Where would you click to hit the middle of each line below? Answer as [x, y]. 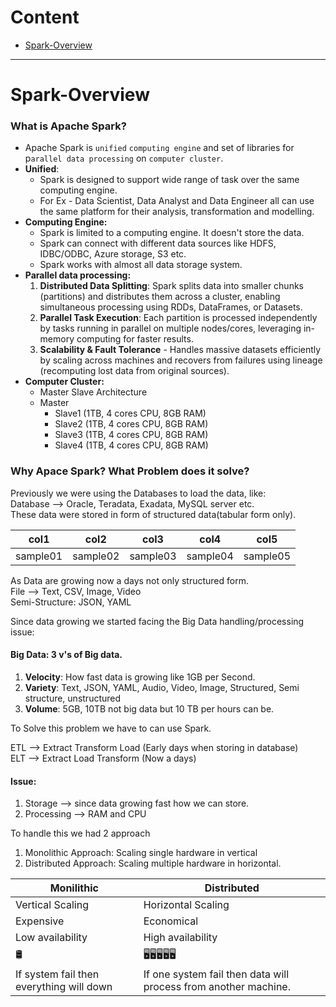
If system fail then [57, 974]
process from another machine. [217, 987]
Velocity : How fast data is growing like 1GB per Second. [140, 677]
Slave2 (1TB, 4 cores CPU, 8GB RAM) [131, 424]
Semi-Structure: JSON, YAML [71, 602]
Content [45, 17]
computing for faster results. [135, 339]
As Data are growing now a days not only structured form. [129, 580]
